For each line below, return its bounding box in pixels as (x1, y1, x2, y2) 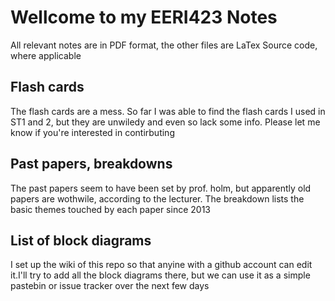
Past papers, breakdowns (10, 156, 173, 173)
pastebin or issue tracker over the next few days (10, 280, 210, 292)
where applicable (10, 49, 82, 61)
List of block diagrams (10, 232, 152, 249)
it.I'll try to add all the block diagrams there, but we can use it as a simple (10, 269, 311, 281)
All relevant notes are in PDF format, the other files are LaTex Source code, (10, 39, 318, 51)
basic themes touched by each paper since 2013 (10, 203, 211, 215)
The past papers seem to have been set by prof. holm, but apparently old (10, 182, 312, 194)
